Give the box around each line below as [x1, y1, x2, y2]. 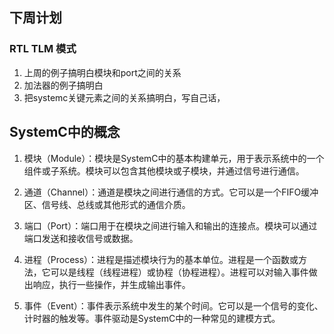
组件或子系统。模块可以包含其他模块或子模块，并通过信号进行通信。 [23, 164, 305, 177]
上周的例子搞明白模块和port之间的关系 [23, 66, 182, 78]
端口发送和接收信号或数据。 [23, 232, 139, 244]
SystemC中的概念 [9, 124, 121, 141]
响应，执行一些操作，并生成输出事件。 [32, 278, 191, 290]
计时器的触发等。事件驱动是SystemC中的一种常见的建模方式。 [23, 312, 281, 324]
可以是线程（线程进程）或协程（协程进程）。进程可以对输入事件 [50, 266, 309, 278]
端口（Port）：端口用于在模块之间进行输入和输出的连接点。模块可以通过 [23, 219, 318, 232]
